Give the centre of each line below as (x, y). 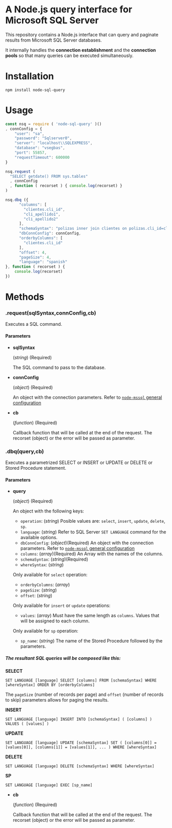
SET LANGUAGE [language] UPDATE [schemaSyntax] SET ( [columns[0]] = (81, 743)
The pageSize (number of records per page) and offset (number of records (84, 694)
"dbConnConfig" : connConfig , (50, 233)
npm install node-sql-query (35, 90)
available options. (39, 538)
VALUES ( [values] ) (27, 724)
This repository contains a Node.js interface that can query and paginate (82, 34)
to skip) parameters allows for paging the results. (57, 700)
